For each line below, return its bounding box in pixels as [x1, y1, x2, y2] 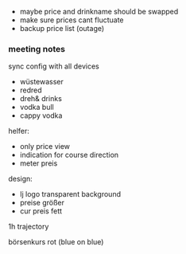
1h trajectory [8, 222, 49, 232]
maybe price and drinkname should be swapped [19, 7, 179, 16]
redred [19, 85, 42, 95]
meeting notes [8, 43, 66, 54]
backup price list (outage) [19, 24, 105, 33]
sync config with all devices [8, 61, 99, 71]
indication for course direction [19, 150, 119, 160]
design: [8, 174, 33, 184]
